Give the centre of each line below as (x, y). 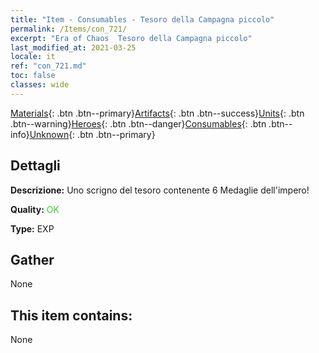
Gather (32, 259)
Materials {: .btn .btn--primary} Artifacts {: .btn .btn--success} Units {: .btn (157, 113)
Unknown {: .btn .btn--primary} (92, 134)
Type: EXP (32, 228)
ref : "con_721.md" (48, 66)
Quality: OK (35, 209)
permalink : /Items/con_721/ (69, 29)
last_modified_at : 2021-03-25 (73, 47)
